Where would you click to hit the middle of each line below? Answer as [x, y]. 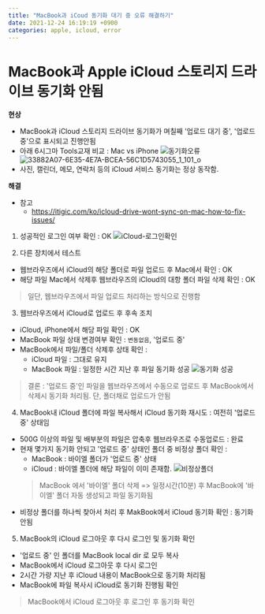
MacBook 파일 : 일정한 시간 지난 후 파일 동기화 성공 [111, 369]
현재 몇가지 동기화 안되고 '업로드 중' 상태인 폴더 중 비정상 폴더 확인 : [123, 449]
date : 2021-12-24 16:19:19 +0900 [63, 23]
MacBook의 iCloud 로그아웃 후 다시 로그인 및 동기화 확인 [107, 539]
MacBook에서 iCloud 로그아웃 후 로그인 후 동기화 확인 [111, 602]
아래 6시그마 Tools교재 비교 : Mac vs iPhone [89, 151]
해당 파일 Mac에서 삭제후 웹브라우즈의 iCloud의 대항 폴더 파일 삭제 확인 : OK [137, 280]
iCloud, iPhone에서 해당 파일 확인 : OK [80, 330]
